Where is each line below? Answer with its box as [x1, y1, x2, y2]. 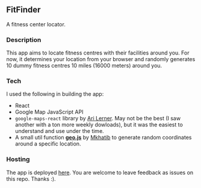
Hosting [6, 155, 30, 163]
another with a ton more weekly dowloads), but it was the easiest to [14, 121, 184, 128]
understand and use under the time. [14, 128, 104, 135]
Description [6, 35, 42, 44]
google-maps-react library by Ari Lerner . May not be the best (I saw [14, 115, 181, 122]
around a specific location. [14, 140, 81, 147]
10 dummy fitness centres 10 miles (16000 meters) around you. [6, 62, 162, 69]
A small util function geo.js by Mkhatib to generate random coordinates [14, 134, 192, 141]
